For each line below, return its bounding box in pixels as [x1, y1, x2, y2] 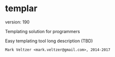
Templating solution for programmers [5, 28, 80, 34]
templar [5, 3, 38, 14]
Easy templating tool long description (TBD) [5, 38, 93, 44]
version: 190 [5, 19, 30, 25]
